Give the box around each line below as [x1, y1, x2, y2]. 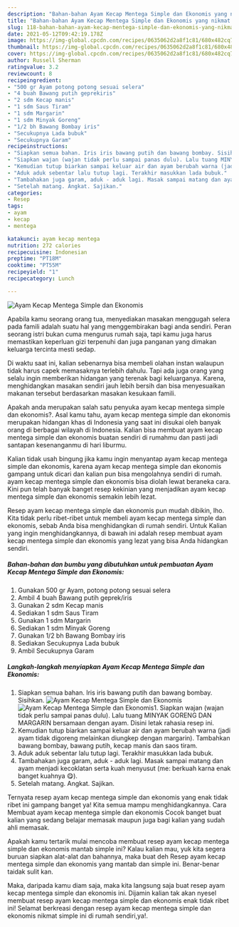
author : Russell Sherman [7, 57, 81, 64]
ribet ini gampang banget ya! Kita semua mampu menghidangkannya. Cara [7, 800, 227, 809]
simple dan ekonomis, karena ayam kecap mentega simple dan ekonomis [7, 462, 222, 470]
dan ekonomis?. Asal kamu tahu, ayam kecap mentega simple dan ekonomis [7, 410, 231, 419]
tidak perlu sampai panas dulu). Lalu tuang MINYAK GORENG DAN [17, 710, 212, 720]
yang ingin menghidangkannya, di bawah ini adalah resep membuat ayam [7, 529, 223, 537]
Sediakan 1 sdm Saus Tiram [17, 608, 99, 617]
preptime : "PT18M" [7, 255, 62, 262]
